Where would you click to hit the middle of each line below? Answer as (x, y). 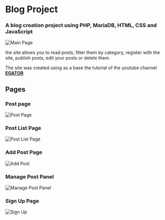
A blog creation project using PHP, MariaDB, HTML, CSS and (81, 25)
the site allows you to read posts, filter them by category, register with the (83, 52)
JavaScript (19, 32)
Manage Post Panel (30, 177)
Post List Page (23, 128)
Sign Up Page (22, 201)
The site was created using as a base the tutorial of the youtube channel (81, 68)
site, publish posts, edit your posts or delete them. (58, 58)
